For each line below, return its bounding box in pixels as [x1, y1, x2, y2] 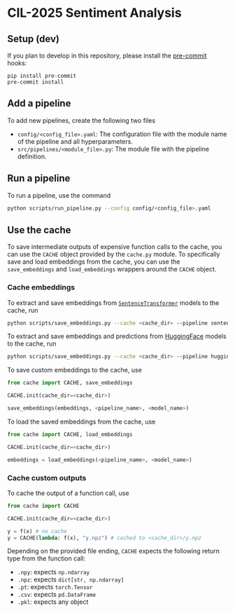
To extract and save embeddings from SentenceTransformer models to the [7, 298, 220, 306]
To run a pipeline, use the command [7, 191, 111, 199]
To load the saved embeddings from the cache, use [7, 417, 156, 426]
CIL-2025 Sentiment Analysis [7, 5, 182, 21]
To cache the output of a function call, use [7, 489, 129, 497]
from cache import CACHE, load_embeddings [7, 431, 133, 438]
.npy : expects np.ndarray [17, 568, 90, 577]
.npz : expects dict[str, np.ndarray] [17, 575, 124, 584]
